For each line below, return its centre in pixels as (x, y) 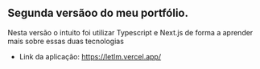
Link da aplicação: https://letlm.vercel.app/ (90, 56)
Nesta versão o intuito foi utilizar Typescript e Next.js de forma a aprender (130, 32)
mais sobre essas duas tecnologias (66, 41)
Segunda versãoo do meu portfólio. (98, 13)
